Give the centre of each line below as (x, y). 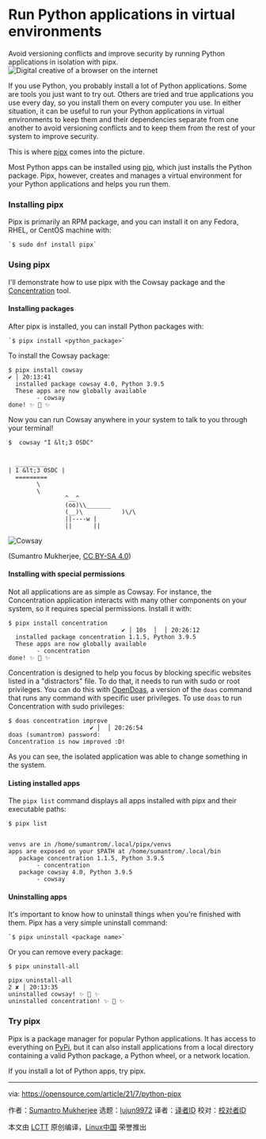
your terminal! (31, 428)
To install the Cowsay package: (59, 356)
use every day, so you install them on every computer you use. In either (125, 102)
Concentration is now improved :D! (67, 741)
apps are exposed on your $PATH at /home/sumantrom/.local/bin (115, 852)
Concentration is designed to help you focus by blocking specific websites (130, 672)
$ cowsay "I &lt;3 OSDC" (51, 442)
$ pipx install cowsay (46, 370)
